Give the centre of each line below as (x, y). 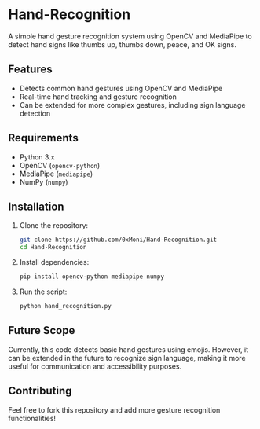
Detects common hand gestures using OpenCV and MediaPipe (121, 88)
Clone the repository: (54, 225)
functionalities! (32, 418)
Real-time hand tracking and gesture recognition (98, 97)
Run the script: (43, 291)
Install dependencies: (54, 262)
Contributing (40, 391)
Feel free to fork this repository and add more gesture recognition (114, 409)
